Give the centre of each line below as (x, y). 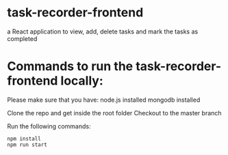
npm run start (27, 145)
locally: (82, 81)
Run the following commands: (49, 126)
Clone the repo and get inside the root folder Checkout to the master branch (114, 113)
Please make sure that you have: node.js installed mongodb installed (104, 100)
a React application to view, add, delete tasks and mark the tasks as (103, 31)
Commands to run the (70, 67)
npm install (24, 139)
